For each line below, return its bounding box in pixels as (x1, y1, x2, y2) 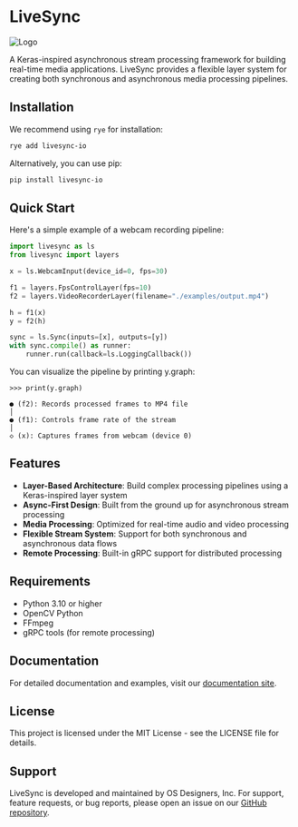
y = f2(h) (9, 316, 47, 326)
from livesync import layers (9, 251, 120, 260)
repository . (9, 807, 50, 818)
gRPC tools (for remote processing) (22, 626, 156, 637)
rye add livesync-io (9, 141, 88, 151)
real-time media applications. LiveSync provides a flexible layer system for (9, 64, 287, 74)
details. (9, 737, 37, 748)
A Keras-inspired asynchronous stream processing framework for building (9, 54, 287, 64)
